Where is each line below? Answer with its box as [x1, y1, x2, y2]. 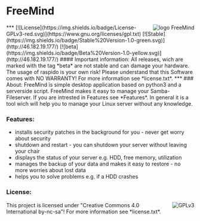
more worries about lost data [14, 167, 87, 174]
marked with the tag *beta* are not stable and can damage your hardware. [6, 62, 190, 69]
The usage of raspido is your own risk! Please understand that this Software [6, 68, 193, 75]
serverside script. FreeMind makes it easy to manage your [6, 87, 149, 94]
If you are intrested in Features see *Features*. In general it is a [33, 94, 189, 101]
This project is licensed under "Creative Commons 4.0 [6, 201, 140, 208]
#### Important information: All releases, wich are [59, 56, 184, 63]
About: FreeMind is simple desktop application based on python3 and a [6, 81, 182, 88]
